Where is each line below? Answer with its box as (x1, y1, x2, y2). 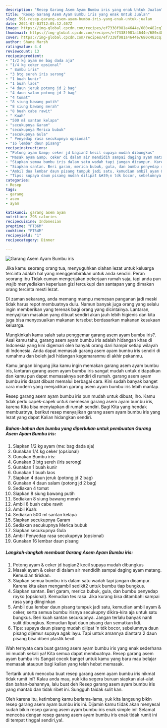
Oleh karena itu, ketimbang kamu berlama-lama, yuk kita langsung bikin (5, 696, 152, 702)
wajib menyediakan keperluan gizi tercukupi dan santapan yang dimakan (5, 281, 154, 287)
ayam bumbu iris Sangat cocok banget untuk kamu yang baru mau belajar (5, 656, 157, 662)
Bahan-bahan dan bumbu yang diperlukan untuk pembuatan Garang (5, 425, 152, 431)
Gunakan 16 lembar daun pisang (12, 538, 79, 544)
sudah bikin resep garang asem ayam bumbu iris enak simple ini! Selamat (5, 707, 156, 713)
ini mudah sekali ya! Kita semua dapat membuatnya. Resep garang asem (5, 651, 154, 657)
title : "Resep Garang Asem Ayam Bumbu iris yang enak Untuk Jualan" (5, 12, 150, 17)
